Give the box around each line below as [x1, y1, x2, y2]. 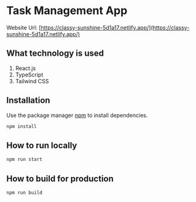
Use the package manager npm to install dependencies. [6, 111, 148, 119]
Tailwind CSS [15, 77, 49, 84]
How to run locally [6, 140, 77, 151]
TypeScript [15, 71, 44, 78]
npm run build [6, 189, 43, 196]
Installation [6, 95, 50, 106]
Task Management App [6, 4, 128, 18]
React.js [15, 64, 36, 72]
